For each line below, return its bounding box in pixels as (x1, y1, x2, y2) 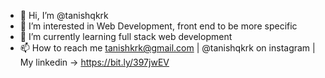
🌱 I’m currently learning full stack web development (19, 31, 233, 42)
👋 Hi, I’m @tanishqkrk (19, 10, 109, 21)
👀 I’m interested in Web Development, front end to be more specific (19, 20, 298, 32)
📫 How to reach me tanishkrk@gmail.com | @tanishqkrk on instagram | (19, 42, 316, 54)
